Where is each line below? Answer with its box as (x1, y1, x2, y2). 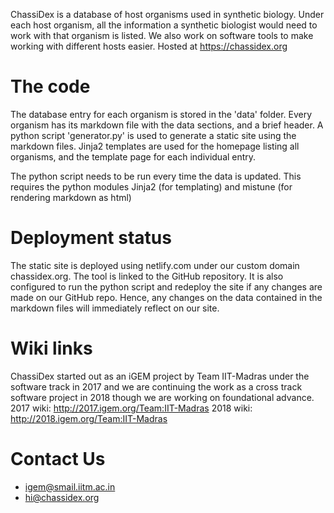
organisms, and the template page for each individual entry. (10, 150, 257, 163)
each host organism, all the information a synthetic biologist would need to (10, 19, 318, 31)
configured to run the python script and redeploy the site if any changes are (10, 280, 323, 293)
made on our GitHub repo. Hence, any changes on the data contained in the (10, 291, 323, 303)
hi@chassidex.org (24, 491, 100, 503)
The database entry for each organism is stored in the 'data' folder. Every (10, 108, 313, 120)
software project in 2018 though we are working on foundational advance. (10, 391, 315, 403)
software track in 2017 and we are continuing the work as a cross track (10, 380, 303, 393)
